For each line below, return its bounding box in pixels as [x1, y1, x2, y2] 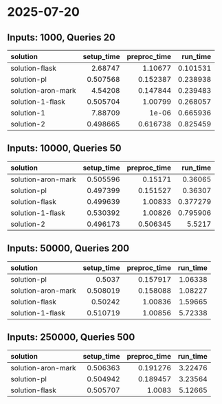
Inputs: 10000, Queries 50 [7, 142, 122, 155]
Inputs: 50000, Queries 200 [7, 243, 130, 254]
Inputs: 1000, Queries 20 [7, 32, 115, 43]
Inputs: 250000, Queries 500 [7, 331, 135, 344]
